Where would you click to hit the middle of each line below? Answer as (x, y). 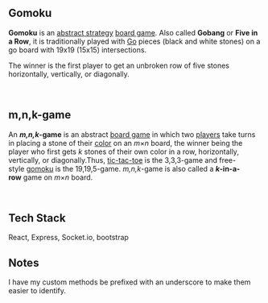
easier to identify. (37, 291)
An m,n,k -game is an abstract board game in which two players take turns (132, 134)
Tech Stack (37, 218)
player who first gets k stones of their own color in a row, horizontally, (124, 151)
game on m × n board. (58, 177)
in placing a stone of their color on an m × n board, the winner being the (126, 143)
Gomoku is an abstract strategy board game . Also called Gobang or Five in (133, 32)
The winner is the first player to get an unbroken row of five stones (119, 65)
